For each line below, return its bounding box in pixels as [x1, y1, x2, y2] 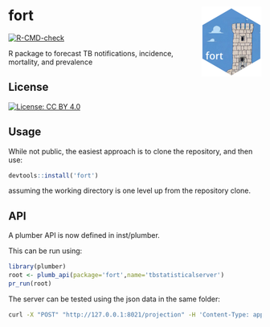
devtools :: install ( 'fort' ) [8, 171, 99, 179]
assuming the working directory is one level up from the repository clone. [8, 186, 252, 195]
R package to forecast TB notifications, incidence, [8, 48, 174, 58]
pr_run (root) [8, 280, 52, 288]
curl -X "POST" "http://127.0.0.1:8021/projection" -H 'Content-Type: [8, 310, 250, 319]
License [8, 80, 49, 94]
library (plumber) [8, 263, 67, 271]
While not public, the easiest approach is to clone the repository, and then [8, 146, 253, 156]
